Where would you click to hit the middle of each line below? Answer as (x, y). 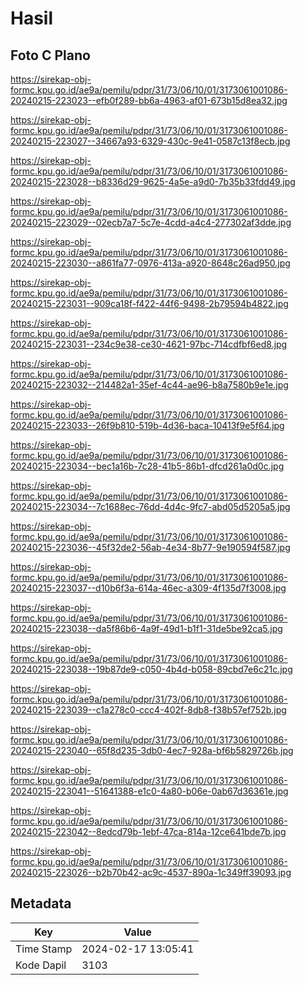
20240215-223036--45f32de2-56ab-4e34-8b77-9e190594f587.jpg (150, 547)
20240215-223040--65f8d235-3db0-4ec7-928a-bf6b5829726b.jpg (152, 750)
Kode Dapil (41, 965)
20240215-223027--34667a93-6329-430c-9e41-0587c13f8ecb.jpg (150, 141)
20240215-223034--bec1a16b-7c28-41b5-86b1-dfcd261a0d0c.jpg (147, 466)
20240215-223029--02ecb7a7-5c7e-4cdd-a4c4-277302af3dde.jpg (151, 222)
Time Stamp (44, 949)
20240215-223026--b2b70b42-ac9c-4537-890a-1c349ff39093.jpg (151, 872)
